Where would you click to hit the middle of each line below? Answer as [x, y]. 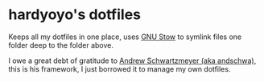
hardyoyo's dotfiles [74, 15]
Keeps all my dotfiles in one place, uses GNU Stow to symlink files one [125, 37]
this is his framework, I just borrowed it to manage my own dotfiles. [120, 68]
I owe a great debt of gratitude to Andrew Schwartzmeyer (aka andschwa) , [132, 61]
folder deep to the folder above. [61, 45]
